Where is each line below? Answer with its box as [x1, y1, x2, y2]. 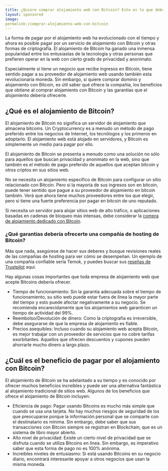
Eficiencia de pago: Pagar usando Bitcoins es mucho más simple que [12, 403, 155, 409]
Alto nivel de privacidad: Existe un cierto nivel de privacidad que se [12, 435, 151, 441]
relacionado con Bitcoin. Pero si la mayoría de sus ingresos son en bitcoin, [5, 182, 158, 188]
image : [5, 16, 19, 21]
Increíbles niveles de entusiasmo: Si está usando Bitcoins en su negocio [12, 451, 161, 457]
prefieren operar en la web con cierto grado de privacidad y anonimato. [5, 56, 152, 62]
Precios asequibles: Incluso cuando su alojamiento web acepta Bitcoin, [12, 326, 159, 332]
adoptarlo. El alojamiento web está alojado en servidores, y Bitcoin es [5, 136, 148, 142]
